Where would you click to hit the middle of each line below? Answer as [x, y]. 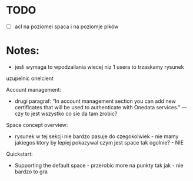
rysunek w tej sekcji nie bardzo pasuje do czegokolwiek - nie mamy [96, 136]
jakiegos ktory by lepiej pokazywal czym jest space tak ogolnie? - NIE [99, 142]
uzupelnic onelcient [30, 78]
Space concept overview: [37, 125]
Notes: [23, 51]
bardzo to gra [31, 172]
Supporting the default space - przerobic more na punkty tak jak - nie [99, 165]
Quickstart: [20, 154]
